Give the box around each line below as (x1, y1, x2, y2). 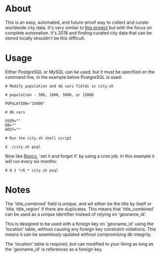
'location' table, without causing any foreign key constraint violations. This (5, 226, 157, 232)
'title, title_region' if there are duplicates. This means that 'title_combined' (5, 206, 155, 212)
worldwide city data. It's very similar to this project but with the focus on (5, 24, 152, 30)
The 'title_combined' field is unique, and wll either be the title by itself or (5, 201, 152, 206)
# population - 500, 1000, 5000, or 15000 (5, 92, 94, 97)
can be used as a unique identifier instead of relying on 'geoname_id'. (5, 211, 147, 217)
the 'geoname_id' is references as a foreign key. (5, 246, 103, 252)
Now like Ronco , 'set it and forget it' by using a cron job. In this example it (5, 153, 155, 159)
